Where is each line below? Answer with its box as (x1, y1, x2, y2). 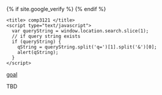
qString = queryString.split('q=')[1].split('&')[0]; (17, 44, 157, 50)
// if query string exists (12, 33, 81, 39)
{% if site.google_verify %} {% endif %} (6, 6, 106, 12)
